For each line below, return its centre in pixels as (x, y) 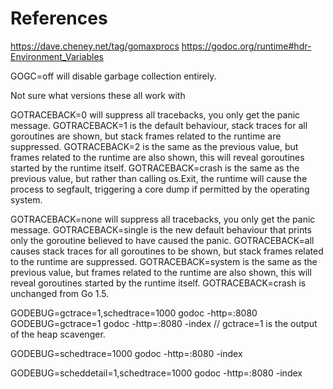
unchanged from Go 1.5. (60, 293)
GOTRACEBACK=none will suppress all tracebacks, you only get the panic (163, 219)
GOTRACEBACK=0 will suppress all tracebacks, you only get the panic (155, 114)
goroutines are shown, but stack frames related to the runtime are (146, 136)
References (59, 18)
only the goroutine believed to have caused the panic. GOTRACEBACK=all (162, 240)
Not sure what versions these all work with (98, 95)
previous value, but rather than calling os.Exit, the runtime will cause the (159, 178)
